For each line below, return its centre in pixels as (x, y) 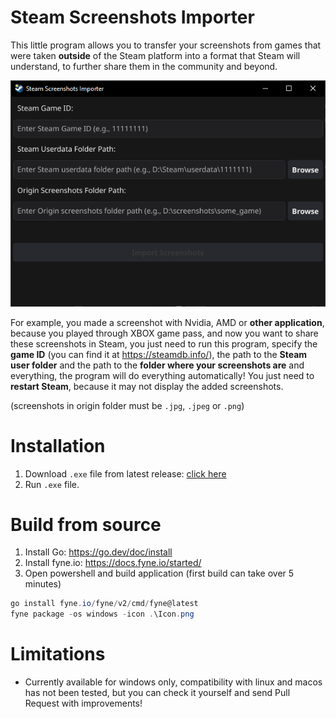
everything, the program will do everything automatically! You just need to (162, 375)
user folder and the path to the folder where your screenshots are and (157, 365)
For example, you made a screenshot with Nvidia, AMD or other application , (167, 322)
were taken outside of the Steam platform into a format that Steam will (155, 55)
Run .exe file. (52, 484)
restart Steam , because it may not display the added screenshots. (147, 386)
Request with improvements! (83, 703)
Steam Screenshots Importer (132, 17)
